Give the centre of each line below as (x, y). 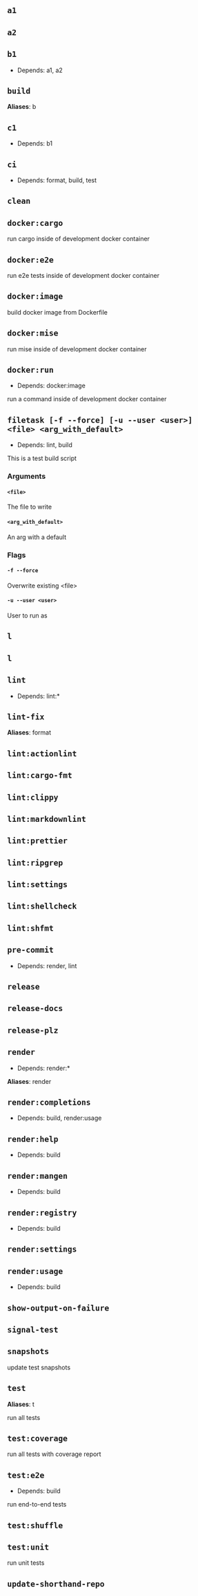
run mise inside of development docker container (77, 349)
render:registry (42, 1212)
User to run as (27, 615)
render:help (33, 1139)
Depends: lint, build (44, 445)
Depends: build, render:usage (59, 1118)
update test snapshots (39, 1367)
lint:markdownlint (47, 819)
